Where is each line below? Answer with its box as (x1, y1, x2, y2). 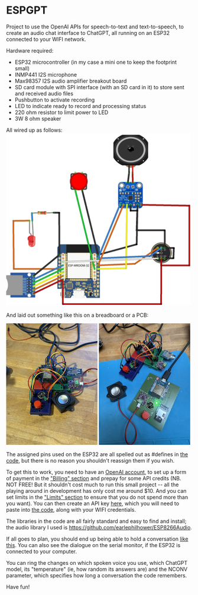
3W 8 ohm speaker (14, 115, 61, 122)
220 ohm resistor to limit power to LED (14, 109, 109, 116)
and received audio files (14, 90, 74, 97)
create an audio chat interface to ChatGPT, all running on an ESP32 (6, 29, 170, 36)
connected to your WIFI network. (6, 35, 87, 43)
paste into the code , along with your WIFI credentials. (6, 506, 136, 513)
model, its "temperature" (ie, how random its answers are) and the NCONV (6, 565, 188, 573)
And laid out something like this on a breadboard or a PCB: (6, 311, 149, 318)
